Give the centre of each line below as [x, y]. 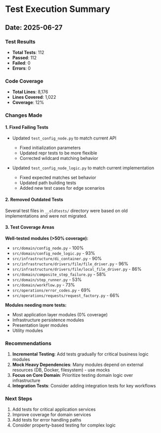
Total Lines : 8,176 [30, 92]
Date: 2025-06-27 [34, 28]
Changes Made [24, 115]
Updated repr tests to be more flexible [58, 153]
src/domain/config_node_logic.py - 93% [54, 253]
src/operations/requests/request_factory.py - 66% [66, 295]
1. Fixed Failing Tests [27, 127]
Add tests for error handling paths [47, 420]
